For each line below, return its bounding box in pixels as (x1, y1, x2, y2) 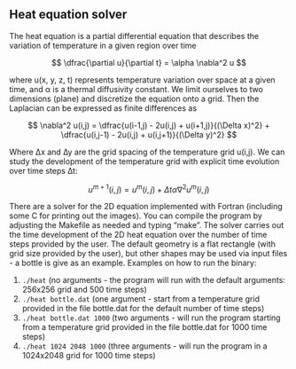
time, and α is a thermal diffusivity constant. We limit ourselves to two (9, 83, 264, 94)
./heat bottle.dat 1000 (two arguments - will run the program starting (21, 312, 281, 323)
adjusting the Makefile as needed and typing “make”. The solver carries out (9, 220, 284, 231)
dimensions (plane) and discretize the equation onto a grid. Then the (9, 93, 260, 104)
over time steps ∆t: (9, 165, 78, 176)
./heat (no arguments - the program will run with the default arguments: (21, 275, 286, 286)
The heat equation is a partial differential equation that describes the (9, 30, 260, 41)
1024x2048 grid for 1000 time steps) (21, 350, 157, 361)
